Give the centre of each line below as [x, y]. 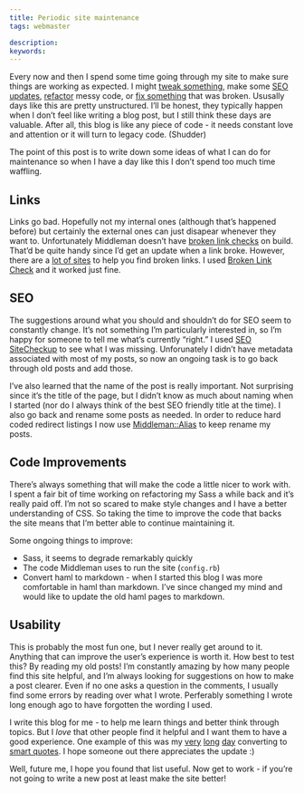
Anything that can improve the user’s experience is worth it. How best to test [152, 656]
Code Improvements [68, 463]
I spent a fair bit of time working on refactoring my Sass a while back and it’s [152, 494]
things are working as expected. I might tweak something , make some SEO [149, 86]
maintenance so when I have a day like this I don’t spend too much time [142, 162]
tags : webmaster [40, 26]
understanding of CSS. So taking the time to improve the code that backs [146, 513]
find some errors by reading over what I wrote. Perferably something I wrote [151, 695]
